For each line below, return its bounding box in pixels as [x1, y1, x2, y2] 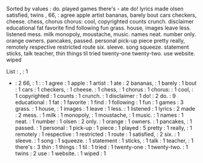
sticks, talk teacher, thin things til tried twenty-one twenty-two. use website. [6, 50, 195, 57]
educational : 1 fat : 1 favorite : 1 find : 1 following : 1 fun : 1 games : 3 [14, 99, 184, 106]
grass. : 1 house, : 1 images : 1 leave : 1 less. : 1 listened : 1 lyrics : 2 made [14, 105, 195, 112]
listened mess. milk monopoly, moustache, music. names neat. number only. [6, 31, 196, 38]
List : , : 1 [6, 68, 28, 75]
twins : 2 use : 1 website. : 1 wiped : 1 [14, 150, 106, 157]
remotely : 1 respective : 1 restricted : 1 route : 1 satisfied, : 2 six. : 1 [14, 131, 180, 138]
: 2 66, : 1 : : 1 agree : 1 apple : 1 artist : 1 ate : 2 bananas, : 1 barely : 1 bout [14, 79, 197, 87]
